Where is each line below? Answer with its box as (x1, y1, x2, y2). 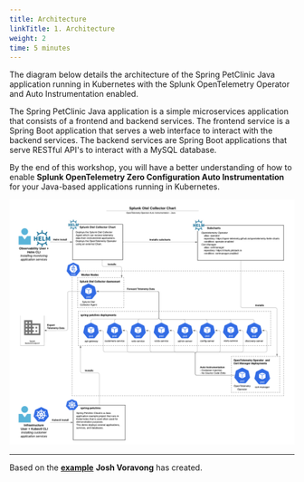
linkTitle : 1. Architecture (9, 24, 116, 34)
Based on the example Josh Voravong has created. (9, 462, 203, 473)
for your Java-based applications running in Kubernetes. (9, 181, 220, 192)
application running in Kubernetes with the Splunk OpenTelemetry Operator (9, 79, 290, 90)
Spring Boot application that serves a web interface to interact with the (9, 125, 273, 136)
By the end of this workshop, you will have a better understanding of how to (9, 162, 292, 173)
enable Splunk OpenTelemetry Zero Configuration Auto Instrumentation (9, 172, 285, 183)
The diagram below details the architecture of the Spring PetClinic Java (9, 69, 276, 81)
